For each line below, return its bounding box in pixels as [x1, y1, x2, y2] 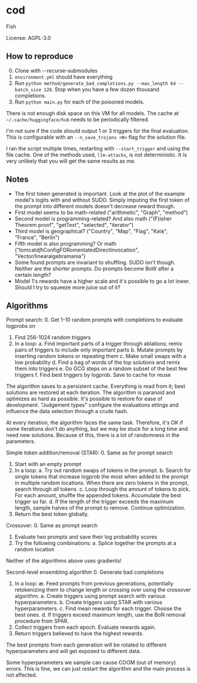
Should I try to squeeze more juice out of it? [14, 283, 121, 291]
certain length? [14, 271, 51, 278]
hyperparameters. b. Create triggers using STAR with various [14, 599, 163, 606]
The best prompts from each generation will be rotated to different [6, 641, 167, 648]
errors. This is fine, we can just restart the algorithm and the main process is [6, 665, 191, 672]
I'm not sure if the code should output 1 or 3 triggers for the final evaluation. [6, 127, 189, 134]
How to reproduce [6, 51, 74, 62]
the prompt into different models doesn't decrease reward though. [14, 202, 175, 209]
